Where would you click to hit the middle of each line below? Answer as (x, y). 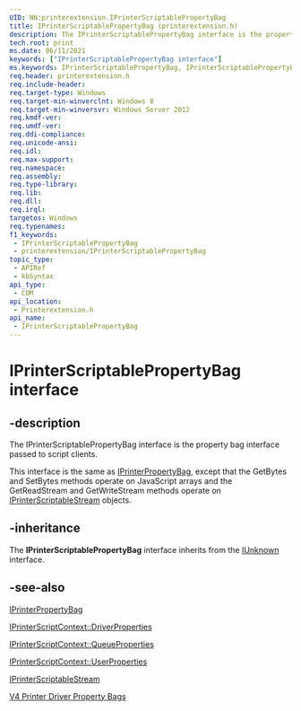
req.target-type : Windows (57, 92)
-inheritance (45, 528)
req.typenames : (38, 226)
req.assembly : (36, 176)
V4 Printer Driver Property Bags (68, 696)
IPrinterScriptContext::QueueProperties (82, 644)
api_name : (28, 318)
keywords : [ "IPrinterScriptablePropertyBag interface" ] (116, 59)
